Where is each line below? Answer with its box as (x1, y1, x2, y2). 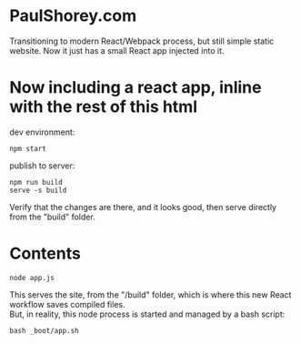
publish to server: (9, 160, 75, 171)
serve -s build (9, 186, 67, 195)
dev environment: (9, 126, 75, 137)
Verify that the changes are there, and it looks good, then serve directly (9, 201, 277, 212)
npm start (9, 144, 47, 153)
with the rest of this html (9, 96, 198, 117)
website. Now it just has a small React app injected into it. (9, 45, 225, 56)
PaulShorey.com (9, 5, 137, 26)
